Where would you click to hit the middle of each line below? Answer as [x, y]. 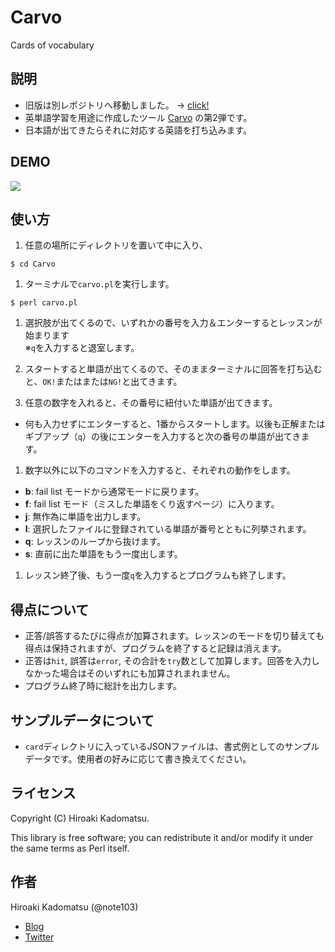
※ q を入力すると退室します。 [82, 348]
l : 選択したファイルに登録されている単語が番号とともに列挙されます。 [168, 529]
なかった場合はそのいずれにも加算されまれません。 [130, 673]
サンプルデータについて [82, 720]
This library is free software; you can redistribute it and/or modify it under [162, 837]
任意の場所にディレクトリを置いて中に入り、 [116, 245]
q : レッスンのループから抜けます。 [95, 542]
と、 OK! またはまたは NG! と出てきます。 [103, 382]
